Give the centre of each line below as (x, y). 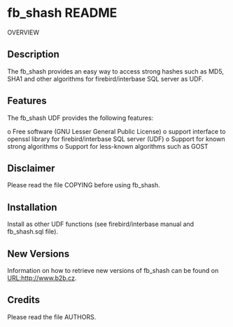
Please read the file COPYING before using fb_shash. (84, 185)
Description (33, 54)
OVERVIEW (23, 32)
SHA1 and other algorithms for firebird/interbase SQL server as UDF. (106, 79)
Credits (24, 300)
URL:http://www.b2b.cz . (42, 278)
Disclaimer (31, 168)
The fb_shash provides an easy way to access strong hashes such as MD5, (115, 71)
